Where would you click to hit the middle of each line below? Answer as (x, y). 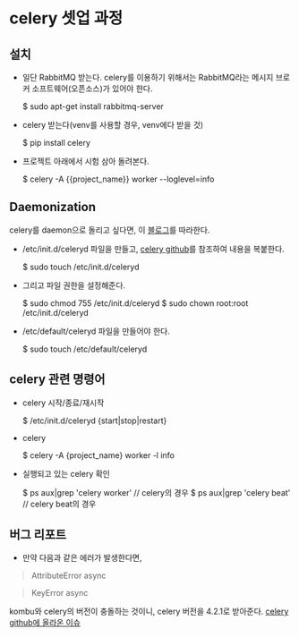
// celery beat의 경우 (59, 504)
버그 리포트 (38, 535)
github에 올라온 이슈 (45, 623)
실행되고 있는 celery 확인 (66, 473)
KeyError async (60, 593)
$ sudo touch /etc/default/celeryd (85, 349)
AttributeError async (68, 576)
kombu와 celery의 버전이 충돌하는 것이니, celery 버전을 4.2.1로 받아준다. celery (149, 612)
